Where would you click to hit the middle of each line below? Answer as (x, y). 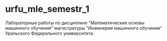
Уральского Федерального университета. (50, 33)
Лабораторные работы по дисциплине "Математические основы (75, 23)
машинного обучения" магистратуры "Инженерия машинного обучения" (84, 28)
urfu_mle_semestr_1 (47, 9)
